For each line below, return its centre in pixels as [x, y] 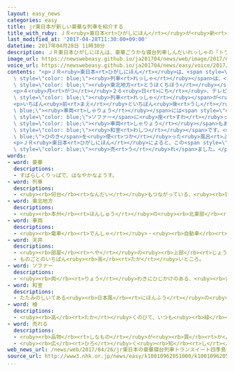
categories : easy [32, 20]
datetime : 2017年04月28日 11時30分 [56, 46]
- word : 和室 [25, 285]
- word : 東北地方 [30, 201]
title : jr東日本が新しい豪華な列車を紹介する [65, 26]
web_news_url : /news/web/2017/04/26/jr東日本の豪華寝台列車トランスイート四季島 [117, 350]
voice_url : [23, 65]
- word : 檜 [23, 305]
